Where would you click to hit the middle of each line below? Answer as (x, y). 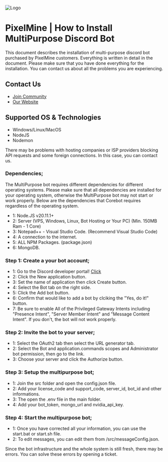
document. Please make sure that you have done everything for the (75, 63)
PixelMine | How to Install (59, 28)
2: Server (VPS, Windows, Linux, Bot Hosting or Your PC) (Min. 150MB (85, 221)
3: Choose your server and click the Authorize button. (68, 359)
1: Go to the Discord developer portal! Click (57, 271)
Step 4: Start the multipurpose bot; (49, 417)
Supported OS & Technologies (53, 118)
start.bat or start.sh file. (37, 434)
